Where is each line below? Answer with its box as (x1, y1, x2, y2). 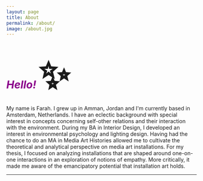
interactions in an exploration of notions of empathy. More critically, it (17, 156, 190, 164)
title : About (6, 14, 39, 21)
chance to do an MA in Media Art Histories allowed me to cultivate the (6, 137, 180, 144)
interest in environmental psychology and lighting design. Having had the (6, 130, 188, 138)
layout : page (6, 8, 39, 15)
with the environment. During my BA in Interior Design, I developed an (6, 124, 180, 132)
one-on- (172, 150, 193, 157)
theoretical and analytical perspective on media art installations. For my (6, 143, 184, 151)
